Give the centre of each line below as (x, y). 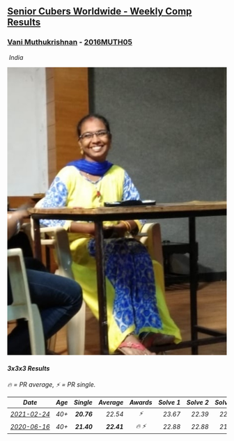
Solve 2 (197, 403)
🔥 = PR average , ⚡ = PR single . (52, 384)
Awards (141, 403)
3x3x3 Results (29, 369)
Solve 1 (169, 403)
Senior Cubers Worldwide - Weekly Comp (100, 11)
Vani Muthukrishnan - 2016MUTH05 (70, 42)
